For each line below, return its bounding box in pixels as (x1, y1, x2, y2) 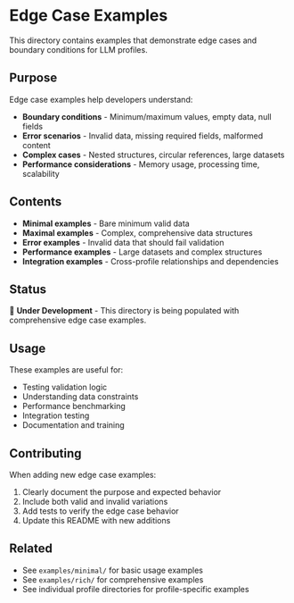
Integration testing (21, 410, 90, 421)
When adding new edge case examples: (9, 470, 157, 480)
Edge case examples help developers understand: (9, 94, 193, 105)
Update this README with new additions (21, 515, 171, 525)
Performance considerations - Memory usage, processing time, (21, 158, 260, 170)
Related (9, 541, 53, 557)
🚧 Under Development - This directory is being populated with (9, 306, 240, 316)
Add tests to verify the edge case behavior (21, 506, 180, 516)
